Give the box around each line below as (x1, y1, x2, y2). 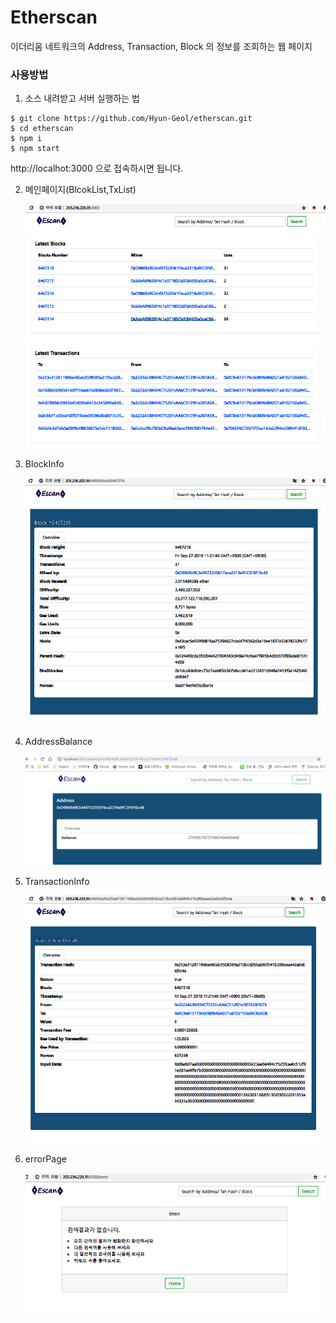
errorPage (24, 1153, 67, 1165)
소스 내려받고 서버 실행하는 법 (24, 92, 140, 105)
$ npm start (10, 144, 60, 154)
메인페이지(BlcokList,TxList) (24, 184, 137, 196)
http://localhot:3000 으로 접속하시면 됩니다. (10, 162, 184, 175)
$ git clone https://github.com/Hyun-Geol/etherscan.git (10, 114, 253, 124)
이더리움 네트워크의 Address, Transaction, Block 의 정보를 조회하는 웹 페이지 (10, 40, 313, 52)
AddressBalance (24, 736, 93, 748)
